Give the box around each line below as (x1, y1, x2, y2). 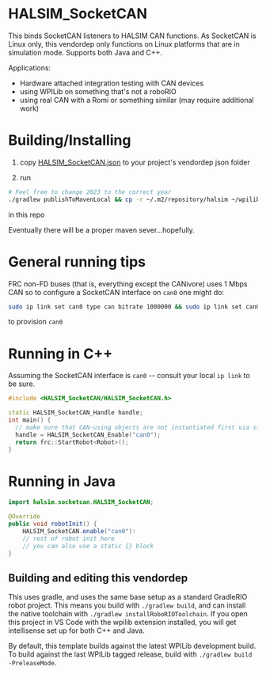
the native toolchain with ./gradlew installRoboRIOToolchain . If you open (8, 609, 248, 619)
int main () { (8, 416, 51, 424)
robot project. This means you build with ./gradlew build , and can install (8, 600, 246, 610)
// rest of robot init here (22, 535, 115, 543)
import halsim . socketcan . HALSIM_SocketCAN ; (8, 498, 154, 506)
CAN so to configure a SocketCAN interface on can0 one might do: (8, 287, 224, 297)
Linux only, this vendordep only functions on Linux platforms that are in (8, 39, 240, 48)
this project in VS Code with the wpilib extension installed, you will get (8, 618, 237, 627)
